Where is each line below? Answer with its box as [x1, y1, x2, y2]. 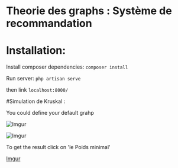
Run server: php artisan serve [6, 75, 81, 82]
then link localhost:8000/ [6, 86, 69, 93]
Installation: [6, 44, 66, 57]
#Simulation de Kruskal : [6, 98, 66, 105]
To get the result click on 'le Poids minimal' [6, 144, 111, 151]
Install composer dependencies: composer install [6, 63, 128, 70]
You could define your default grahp [6, 109, 95, 117]
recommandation [6, 17, 93, 30]
